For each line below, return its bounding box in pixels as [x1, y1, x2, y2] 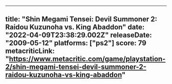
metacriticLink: [5, 47, 55, 55]
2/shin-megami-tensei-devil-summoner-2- [5, 63, 147, 71]
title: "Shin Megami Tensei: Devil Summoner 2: [5, 15, 158, 23]
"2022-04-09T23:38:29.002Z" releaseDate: [5, 31, 152, 40]
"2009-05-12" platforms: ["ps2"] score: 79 [5, 39, 147, 47]
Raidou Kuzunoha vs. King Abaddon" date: [5, 23, 145, 32]
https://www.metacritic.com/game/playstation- [9, 54, 166, 64]
